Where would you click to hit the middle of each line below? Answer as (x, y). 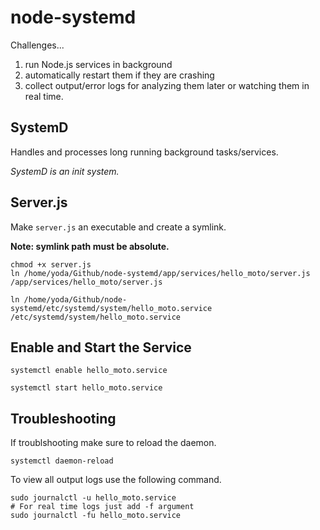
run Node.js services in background (98, 64)
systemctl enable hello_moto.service (89, 371)
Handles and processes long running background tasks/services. (144, 152)
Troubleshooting (63, 418)
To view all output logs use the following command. (116, 480)
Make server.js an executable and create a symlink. (118, 227)
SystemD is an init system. (65, 171)
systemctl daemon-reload (62, 461)
